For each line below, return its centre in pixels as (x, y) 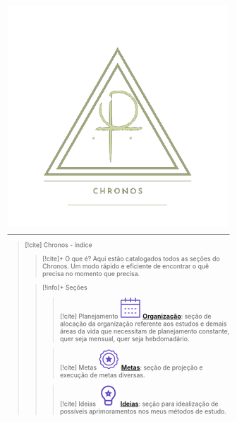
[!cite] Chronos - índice (59, 245)
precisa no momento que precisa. (91, 274)
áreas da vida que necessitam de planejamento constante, (145, 331)
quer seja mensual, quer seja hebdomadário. (124, 339)
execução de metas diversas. (102, 375)
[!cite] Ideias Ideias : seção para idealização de (139, 404)
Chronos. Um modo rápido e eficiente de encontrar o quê (126, 266)
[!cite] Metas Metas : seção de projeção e (131, 367)
